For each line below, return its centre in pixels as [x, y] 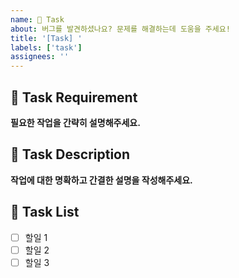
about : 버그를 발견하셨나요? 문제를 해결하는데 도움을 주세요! [120, 29]
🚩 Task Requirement [74, 97]
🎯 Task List [45, 212]
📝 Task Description [70, 154]
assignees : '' [40, 57]
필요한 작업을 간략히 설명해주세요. [75, 122]
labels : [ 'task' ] [46, 47]
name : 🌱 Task [37, 19]
